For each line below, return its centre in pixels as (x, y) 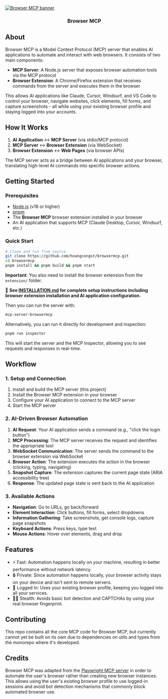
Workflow (21, 364)
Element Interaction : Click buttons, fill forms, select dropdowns (78, 513)
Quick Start (19, 241)
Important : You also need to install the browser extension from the (74, 275)
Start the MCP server (34, 405)
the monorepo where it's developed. (43, 642)
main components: (24, 60)
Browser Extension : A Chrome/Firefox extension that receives (77, 81)
